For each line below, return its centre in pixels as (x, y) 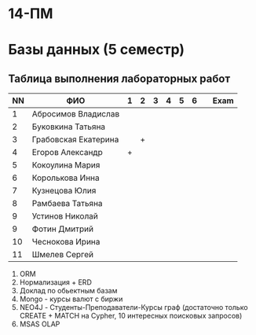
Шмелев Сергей (63, 255)
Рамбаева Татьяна (68, 204)
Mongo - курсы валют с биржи (71, 299)
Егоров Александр (68, 153)
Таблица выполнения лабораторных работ (119, 78)
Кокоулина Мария (66, 165)
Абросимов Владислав (76, 114)
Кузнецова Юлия (64, 191)
